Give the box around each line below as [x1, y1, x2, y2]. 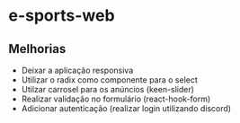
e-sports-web [8, 5, 115, 26]
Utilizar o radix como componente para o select [21, 75, 199, 85]
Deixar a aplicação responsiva [21, 65, 134, 75]
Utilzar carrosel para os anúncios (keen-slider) [21, 84, 195, 94]
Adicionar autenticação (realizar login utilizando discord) [21, 103, 231, 113]
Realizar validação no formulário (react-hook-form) [21, 93, 211, 104]
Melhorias [8, 41, 67, 57]
